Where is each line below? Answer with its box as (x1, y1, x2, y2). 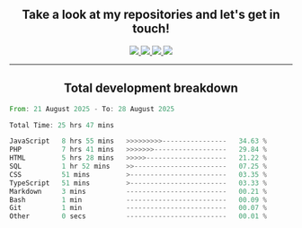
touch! (132, 22, 170, 37)
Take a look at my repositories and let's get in (22, 7, 280, 22)
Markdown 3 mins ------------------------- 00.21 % (9, 187, 268, 196)
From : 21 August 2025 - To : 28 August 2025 (9, 104, 175, 113)
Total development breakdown (64, 81, 238, 96)
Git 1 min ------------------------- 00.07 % (9, 204, 268, 213)
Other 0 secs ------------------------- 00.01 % (9, 212, 268, 221)
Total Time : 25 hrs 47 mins (9, 120, 115, 129)
